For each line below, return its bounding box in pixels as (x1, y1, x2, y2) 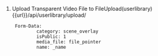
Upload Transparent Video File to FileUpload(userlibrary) (11, 5, 153, 12)
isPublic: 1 (36, 34, 66, 40)
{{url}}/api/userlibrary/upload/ (11, 11, 87, 19)
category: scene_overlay (36, 28, 99, 34)
